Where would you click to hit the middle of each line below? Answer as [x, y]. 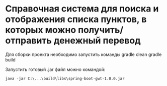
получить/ [101, 30]
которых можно [41, 30]
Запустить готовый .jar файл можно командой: [55, 69]
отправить [28, 41]
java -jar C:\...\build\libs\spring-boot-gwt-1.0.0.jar [65, 78]
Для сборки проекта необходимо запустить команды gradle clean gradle [83, 54]
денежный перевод [97, 41]
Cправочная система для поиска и [82, 9]
